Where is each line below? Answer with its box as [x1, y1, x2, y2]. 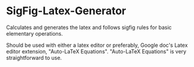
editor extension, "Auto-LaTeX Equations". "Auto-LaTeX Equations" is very [6, 47, 187, 55]
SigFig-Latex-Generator [6, 4, 126, 18]
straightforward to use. [6, 54, 62, 61]
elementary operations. [6, 30, 63, 37]
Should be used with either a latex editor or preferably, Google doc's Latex [6, 42, 188, 49]
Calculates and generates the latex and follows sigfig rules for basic [6, 24, 172, 31]
